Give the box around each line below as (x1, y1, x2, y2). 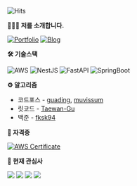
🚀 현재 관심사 (7, 157, 44, 165)
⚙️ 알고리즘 (7, 81, 37, 89)
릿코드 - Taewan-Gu (17, 104, 75, 113)
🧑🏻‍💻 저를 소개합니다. (7, 21, 65, 30)
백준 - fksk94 (17, 113, 56, 121)
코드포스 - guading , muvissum (17, 96, 104, 104)
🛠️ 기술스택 (7, 50, 38, 58)
